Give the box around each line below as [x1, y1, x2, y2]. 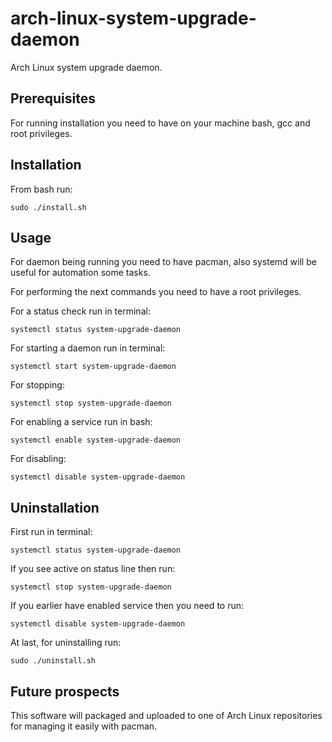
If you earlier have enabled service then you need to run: [10, 600, 245, 612]
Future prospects [10, 683, 120, 700]
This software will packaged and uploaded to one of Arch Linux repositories [10, 710, 323, 721]
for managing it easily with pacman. [10, 720, 158, 732]
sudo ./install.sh [10, 202, 87, 212]
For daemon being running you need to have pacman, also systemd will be [10, 256, 317, 268]
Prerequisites [10, 90, 96, 107]
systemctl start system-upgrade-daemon [10, 362, 177, 372]
